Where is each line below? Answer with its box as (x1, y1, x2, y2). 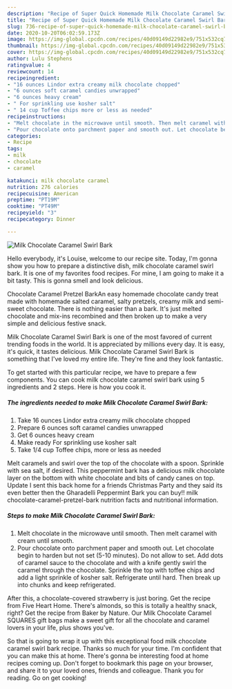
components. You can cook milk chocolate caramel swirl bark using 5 (7, 375, 205, 384)
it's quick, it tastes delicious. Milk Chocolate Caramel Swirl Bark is (7, 347, 195, 355)
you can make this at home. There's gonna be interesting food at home (7, 652, 209, 660)
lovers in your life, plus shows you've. (7, 623, 115, 632)
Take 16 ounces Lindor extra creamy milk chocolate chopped (17, 416, 191, 424)
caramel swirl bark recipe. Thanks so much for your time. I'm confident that (7, 644, 222, 652)
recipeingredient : (7, 74, 60, 82)
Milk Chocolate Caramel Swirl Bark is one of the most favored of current (7, 332, 213, 341)
